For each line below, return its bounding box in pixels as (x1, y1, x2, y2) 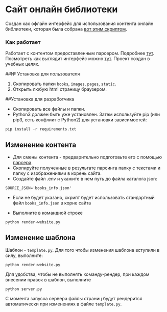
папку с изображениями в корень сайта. (12, 170, 102, 176)
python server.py (5, 287, 42, 292)
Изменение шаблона (5, 233, 76, 242)
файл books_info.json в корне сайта (12, 200, 91, 206)
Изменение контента (5, 140, 77, 149)
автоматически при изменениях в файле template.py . (5, 301, 122, 307)
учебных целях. (5, 61, 40, 67)
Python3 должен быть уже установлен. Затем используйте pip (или (12, 111, 160, 118)
